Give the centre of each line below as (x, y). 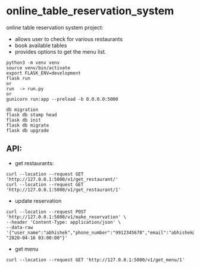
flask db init (24, 120)
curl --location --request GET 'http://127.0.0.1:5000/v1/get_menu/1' (96, 260)
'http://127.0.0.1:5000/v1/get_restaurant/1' (63, 190)
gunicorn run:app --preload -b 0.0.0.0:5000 (62, 99)
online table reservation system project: (55, 27)
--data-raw (20, 227)
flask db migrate (28, 125)
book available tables (41, 45)
